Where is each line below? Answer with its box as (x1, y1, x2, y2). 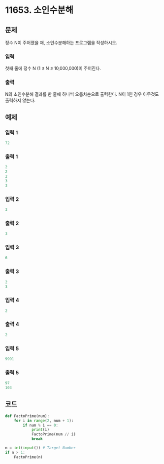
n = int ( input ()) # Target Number (5, 445, 76, 451)
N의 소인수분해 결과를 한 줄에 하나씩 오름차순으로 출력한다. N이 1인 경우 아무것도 (5, 91, 159, 97)
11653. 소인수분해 (5, 4, 74, 16)
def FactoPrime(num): (5, 413, 50, 419)
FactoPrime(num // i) (31, 432, 76, 437)
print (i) (31, 427, 50, 432)
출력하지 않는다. (5, 97, 36, 103)
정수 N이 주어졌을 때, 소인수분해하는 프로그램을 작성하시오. (5, 40, 118, 45)
